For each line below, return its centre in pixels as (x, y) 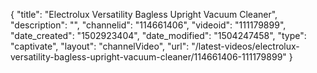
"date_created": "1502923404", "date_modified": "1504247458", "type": (158, 35)
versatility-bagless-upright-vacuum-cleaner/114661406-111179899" (148, 57)
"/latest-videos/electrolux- (245, 46)
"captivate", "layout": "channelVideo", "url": (100, 46)
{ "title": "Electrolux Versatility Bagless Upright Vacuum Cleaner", (144, 14)
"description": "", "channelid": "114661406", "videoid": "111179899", (148, 25)
